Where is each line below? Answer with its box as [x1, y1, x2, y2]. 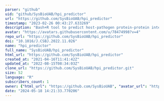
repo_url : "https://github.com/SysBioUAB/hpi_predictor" [5, 34, 123, 39]
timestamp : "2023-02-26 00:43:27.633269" [5, 20, 91, 26]
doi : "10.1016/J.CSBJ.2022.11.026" [5, 39, 78, 44]
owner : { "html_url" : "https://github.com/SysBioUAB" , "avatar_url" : [5, 84, 147, 89]
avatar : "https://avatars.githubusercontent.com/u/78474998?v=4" [5, 30, 141, 34]
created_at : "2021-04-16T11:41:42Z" [5, 57, 80, 62]
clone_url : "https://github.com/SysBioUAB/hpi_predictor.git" [5, 66, 134, 71]
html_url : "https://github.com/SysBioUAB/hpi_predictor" [5, 52, 123, 57]
